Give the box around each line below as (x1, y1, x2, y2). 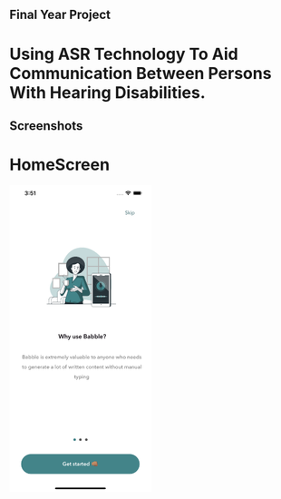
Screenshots (9, 118, 83, 133)
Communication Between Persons (9, 63, 272, 83)
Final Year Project (9, 7, 111, 23)
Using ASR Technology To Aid (9, 44, 238, 64)
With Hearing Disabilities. (9, 82, 206, 103)
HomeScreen (9, 154, 111, 175)
